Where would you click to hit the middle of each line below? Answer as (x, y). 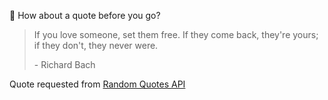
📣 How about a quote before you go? (85, 15)
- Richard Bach (64, 64)
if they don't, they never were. (96, 45)
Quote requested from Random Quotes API (97, 84)
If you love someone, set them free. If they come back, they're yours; (176, 34)
